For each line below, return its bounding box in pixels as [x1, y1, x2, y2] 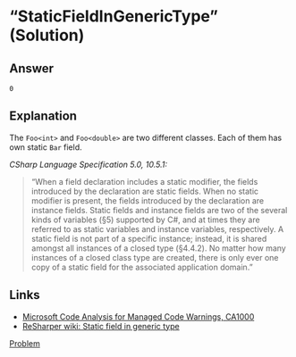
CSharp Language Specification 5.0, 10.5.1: [9, 159, 168, 170]
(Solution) [9, 25, 85, 46]
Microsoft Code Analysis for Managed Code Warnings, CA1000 [21, 311, 255, 322]
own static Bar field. [9, 141, 82, 153]
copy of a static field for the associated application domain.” [30, 262, 253, 272]
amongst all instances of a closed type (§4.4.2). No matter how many [30, 243, 286, 253]
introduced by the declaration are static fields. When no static [30, 186, 259, 196]
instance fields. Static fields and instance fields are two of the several [30, 204, 288, 215]
